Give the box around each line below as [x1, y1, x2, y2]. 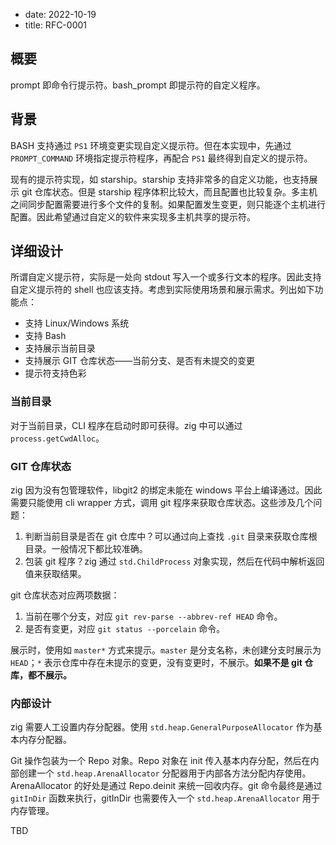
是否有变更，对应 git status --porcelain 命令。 [24, 623, 226, 635]
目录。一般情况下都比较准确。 [24, 543, 148, 555]
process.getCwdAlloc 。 [10, 432, 105, 444]
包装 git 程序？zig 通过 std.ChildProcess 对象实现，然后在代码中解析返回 [24, 555, 325, 568]
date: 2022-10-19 [24, 9, 97, 20]
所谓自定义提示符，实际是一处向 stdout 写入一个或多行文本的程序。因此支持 [10, 271, 322, 283]
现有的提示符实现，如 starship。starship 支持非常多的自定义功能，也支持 [10, 173, 310, 185]
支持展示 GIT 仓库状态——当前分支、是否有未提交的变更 [24, 355, 255, 367]
